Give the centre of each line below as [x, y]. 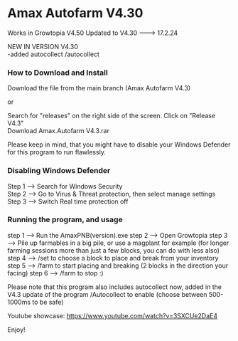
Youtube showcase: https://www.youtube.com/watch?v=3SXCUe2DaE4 [113, 315]
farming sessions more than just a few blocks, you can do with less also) [114, 250]
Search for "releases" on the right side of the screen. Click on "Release [111, 116]
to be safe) [48, 302]
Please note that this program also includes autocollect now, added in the [115, 287]
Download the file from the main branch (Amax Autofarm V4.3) [99, 88]
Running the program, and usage [65, 220]
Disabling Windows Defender [59, 171]
